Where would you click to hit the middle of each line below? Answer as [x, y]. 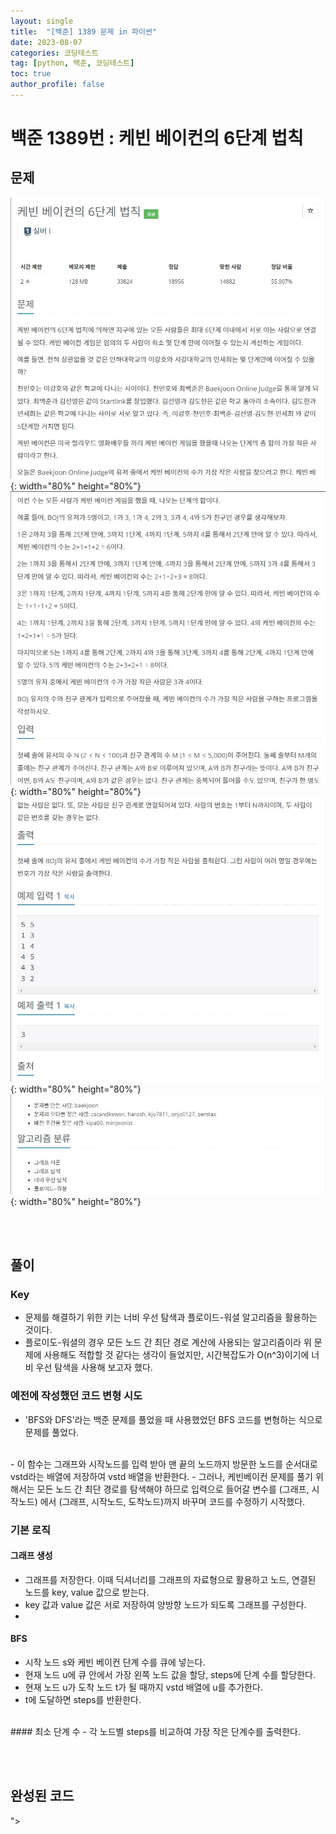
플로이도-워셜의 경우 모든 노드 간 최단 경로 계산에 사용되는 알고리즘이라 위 [168, 1342]
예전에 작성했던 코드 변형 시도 [76, 1396]
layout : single [42, 21]
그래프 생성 [31, 1556]
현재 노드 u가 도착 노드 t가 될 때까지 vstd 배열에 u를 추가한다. [143, 1687]
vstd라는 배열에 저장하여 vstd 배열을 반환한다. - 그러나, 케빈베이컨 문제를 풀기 [161, 1476]
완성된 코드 [42, 1796]
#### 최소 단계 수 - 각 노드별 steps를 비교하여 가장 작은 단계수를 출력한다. [156, 1731]
